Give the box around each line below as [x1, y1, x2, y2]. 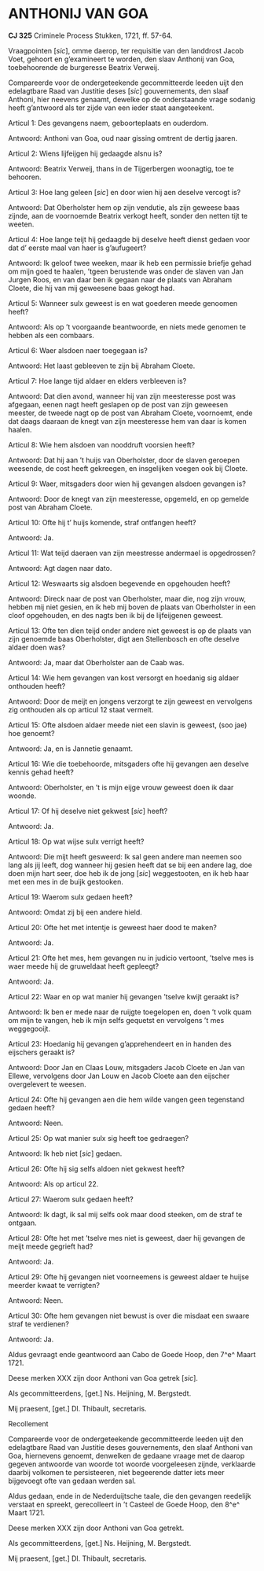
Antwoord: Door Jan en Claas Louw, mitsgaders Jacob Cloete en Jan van [8, 1062, 245, 1072]
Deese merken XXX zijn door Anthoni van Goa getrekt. [8, 1523, 185, 1532]
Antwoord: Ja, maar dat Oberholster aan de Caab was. [8, 657, 185, 667]
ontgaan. [8, 1218, 37, 1227]
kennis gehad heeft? [8, 767, 75, 777]
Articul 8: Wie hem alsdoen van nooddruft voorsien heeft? [8, 440, 195, 449]
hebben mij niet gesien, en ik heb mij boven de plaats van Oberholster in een [8, 602, 256, 612]
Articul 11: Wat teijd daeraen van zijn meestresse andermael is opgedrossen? [8, 548, 256, 557]
